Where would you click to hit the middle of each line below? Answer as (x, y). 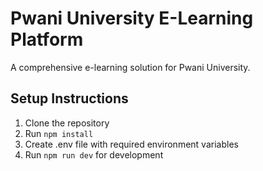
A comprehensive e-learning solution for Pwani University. (130, 67)
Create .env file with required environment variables (131, 144)
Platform (47, 39)
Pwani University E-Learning (132, 18)
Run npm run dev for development (94, 154)
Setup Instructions (69, 98)
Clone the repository (67, 123)
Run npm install (59, 133)
